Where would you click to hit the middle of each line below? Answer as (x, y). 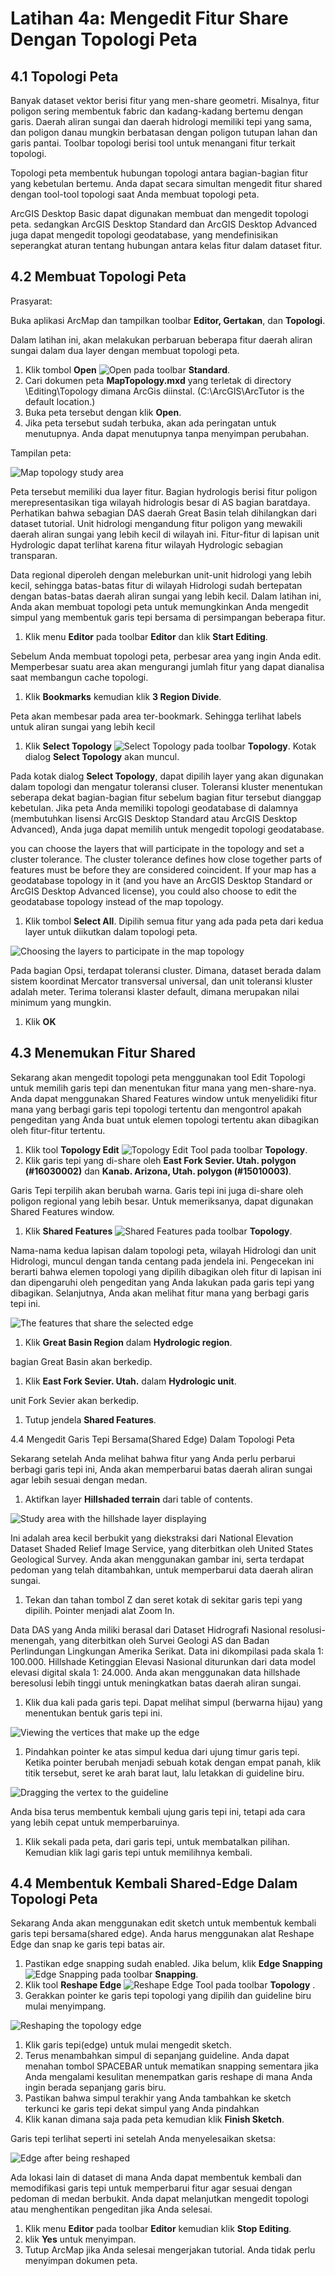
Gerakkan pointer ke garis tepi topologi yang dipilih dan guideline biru (168, 1996)
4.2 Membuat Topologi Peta (98, 277)
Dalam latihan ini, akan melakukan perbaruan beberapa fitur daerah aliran (161, 339)
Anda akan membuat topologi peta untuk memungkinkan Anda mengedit (159, 606)
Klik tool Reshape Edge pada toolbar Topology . (170, 1985)
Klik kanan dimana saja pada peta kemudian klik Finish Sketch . (154, 2119)
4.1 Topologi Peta (64, 76)
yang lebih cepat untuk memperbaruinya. (95, 1822)
